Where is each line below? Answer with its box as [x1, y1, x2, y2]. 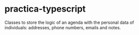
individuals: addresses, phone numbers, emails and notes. [4, 24, 121, 30]
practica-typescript [4, 3, 86, 15]
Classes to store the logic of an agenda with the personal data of [4, 19, 134, 25]
